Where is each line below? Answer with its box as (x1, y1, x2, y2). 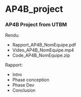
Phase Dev (12, 82, 35, 88)
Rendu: (5, 32, 20, 38)
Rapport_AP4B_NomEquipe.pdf (12, 42, 77, 48)
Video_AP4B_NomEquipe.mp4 (12, 47, 74, 53)
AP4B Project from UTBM (5, 21, 67, 28)
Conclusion (12, 88, 36, 94)
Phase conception (12, 77, 49, 83)
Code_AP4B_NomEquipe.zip (12, 52, 70, 58)
